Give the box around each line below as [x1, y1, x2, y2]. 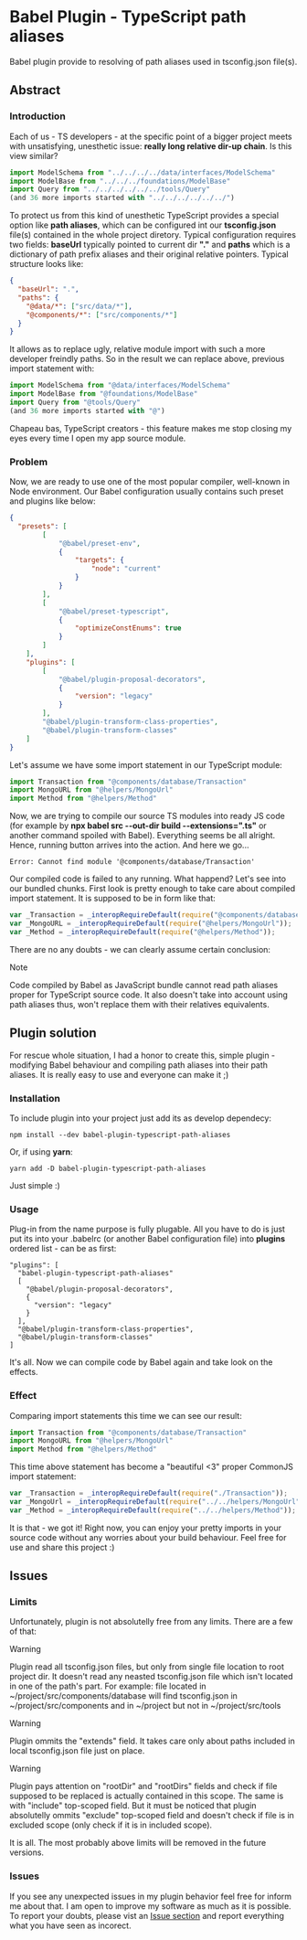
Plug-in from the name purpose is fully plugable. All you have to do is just [9, 1223, 286, 1235]
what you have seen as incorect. [9, 1920, 132, 1931]
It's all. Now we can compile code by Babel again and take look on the [9, 1357, 273, 1368]
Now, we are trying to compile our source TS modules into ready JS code [9, 811, 285, 822]
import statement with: [9, 363, 95, 374]
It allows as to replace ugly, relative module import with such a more [9, 344, 266, 355]
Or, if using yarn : [9, 1146, 73, 1157]
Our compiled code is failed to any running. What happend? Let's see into [9, 873, 286, 884]
